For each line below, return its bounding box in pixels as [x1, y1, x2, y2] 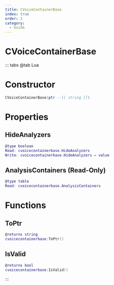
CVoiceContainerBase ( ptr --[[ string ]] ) [5, 95, 90, 100]
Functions [5, 200, 46, 211]
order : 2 [5, 16, 23, 21]
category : [5, 20, 25, 26]
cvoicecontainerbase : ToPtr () [5, 236, 64, 241]
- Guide [9, 25, 25, 30]
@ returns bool [5, 263, 34, 268]
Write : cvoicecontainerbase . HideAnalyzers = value [5, 152, 110, 158]
